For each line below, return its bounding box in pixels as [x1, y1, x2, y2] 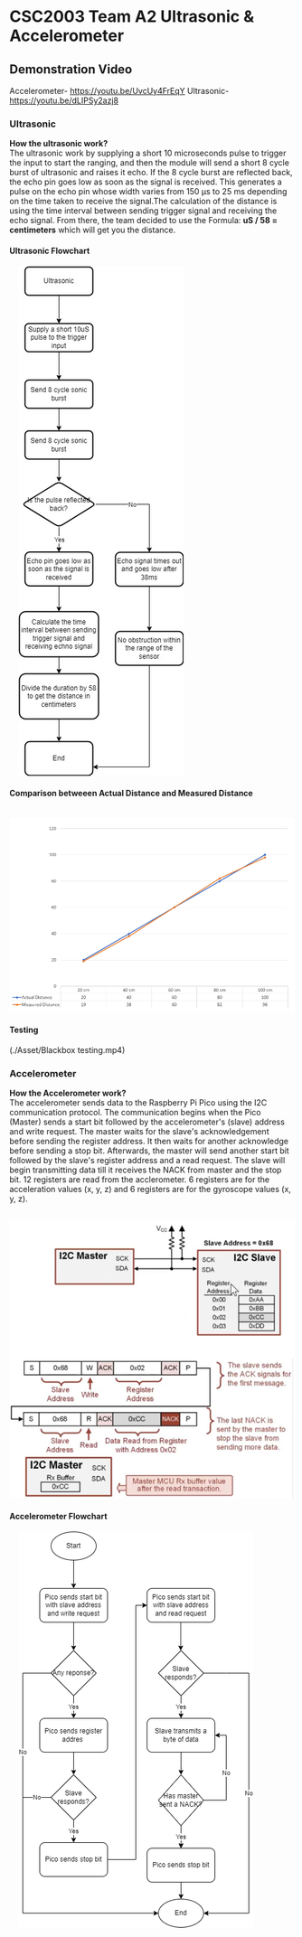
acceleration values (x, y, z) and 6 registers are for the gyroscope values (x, [9, 1184, 292, 1195]
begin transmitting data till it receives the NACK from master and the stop [9, 1164, 282, 1176]
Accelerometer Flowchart [9, 1511, 108, 1522]
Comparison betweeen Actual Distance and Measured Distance [9, 788, 253, 799]
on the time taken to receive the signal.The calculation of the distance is [9, 196, 278, 207]
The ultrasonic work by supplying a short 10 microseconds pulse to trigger [9, 147, 287, 159]
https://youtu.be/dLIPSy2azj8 [9, 95, 119, 106]
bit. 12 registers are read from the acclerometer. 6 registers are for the [9, 1174, 269, 1185]
